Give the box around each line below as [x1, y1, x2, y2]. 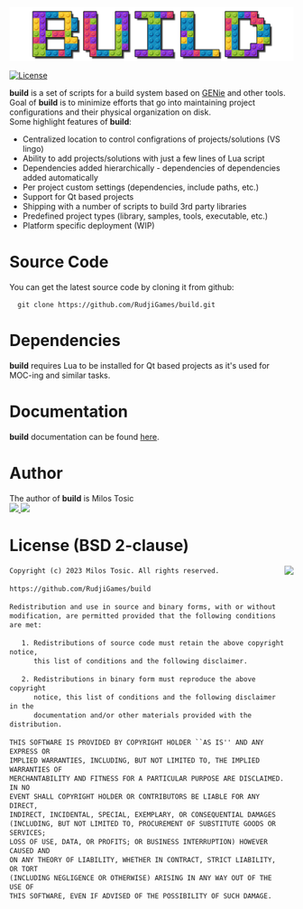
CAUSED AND [9, 846, 50, 856]
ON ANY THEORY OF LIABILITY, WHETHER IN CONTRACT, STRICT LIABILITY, [9, 855, 277, 865]
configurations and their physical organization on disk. [9, 107, 212, 117]
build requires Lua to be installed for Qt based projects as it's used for [9, 360, 271, 370]
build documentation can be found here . [9, 431, 160, 442]
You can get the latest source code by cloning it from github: [9, 281, 234, 292]
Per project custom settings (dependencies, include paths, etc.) [22, 182, 260, 192]
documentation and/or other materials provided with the [32, 710, 252, 720]
